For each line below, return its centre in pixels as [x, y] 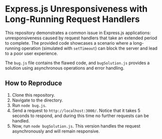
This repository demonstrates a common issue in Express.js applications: [78, 33]
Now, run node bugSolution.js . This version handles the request [76, 126]
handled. [21, 121]
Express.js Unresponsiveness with [76, 9]
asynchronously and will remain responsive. [56, 131]
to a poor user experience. [32, 53]
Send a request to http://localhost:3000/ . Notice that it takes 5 [76, 110]
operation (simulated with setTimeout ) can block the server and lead [89, 48]
